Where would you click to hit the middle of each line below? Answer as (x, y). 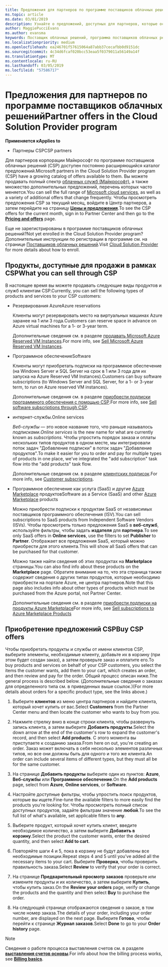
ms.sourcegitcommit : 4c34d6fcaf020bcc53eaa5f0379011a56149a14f (72, 52)
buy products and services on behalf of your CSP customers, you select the (83, 665)
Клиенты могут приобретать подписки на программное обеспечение (87, 365)
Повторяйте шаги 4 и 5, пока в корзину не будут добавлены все (81, 851)
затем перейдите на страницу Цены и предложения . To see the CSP (78, 208)
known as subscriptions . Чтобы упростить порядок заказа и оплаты (84, 437)
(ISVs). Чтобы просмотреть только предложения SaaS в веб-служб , (85, 525)
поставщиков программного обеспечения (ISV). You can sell (76, 514)
